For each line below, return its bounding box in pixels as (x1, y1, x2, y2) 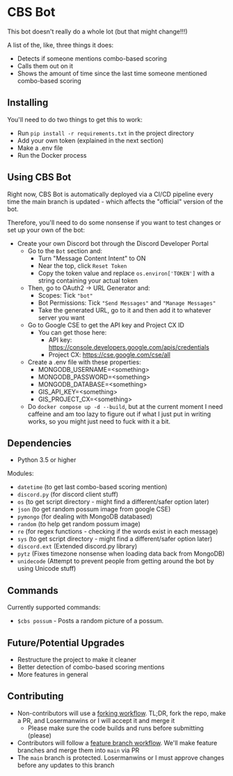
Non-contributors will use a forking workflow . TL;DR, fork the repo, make (17, 709, 226, 717)
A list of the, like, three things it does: (7, 40, 114, 49)
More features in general (17, 671, 88, 678)
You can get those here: (38, 328, 107, 336)
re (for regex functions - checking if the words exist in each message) (17, 528, 218, 536)
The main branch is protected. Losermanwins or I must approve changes (17, 753, 225, 761)
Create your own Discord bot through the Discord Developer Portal (17, 239, 209, 248)
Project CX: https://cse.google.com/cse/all (48, 350, 170, 359)
